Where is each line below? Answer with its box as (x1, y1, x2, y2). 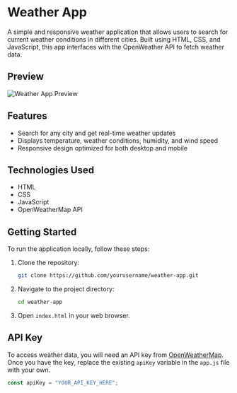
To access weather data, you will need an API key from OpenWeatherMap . (7, 351, 224, 359)
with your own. (7, 365, 51, 374)
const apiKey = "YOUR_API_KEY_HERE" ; (7, 379, 119, 386)
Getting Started (7, 225, 77, 237)
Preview (7, 71, 45, 83)
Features (7, 110, 47, 122)
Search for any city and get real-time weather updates (17, 129, 176, 137)
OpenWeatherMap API (17, 206, 83, 214)
